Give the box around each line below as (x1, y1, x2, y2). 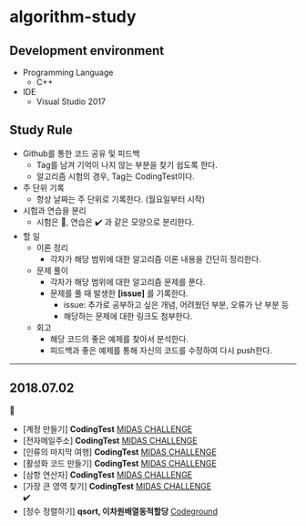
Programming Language (22, 67, 114, 78)
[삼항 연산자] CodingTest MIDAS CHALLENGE (22, 468, 193, 480)
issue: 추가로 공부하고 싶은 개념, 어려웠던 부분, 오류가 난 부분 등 (63, 299, 290, 310)
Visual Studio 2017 (36, 96, 107, 107)
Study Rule (9, 122, 73, 138)
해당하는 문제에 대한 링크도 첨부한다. (63, 310, 193, 321)
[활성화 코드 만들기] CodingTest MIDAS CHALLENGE (22, 458, 217, 468)
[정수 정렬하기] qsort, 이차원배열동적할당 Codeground (22, 505, 219, 517)
